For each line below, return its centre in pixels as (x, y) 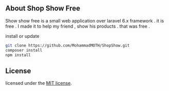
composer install (24, 50)
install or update (22, 36)
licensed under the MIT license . (39, 83)
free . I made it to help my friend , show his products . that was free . (78, 26)
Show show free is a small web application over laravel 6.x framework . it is (85, 20)
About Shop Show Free (43, 8)
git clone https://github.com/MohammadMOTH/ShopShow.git (68, 45)
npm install (18, 55)
